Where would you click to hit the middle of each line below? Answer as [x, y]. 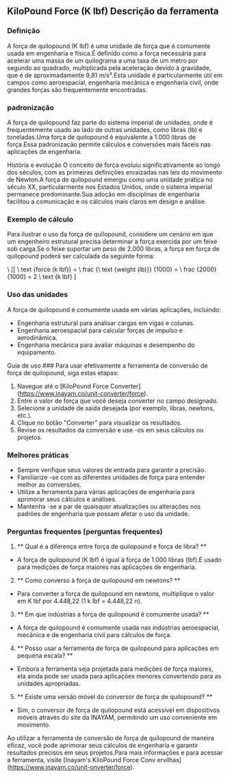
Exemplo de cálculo [40, 219]
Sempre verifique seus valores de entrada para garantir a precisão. [112, 469]
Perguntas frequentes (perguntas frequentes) [85, 531]
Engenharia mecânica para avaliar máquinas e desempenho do [106, 345]
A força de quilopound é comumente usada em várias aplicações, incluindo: [114, 309]
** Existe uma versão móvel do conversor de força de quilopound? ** [115, 697]
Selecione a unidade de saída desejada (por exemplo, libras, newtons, [116, 408]
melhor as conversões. [49, 485]
